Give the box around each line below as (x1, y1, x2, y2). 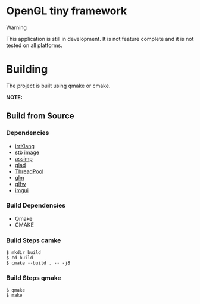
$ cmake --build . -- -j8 (6, 260, 70, 266)
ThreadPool (14, 168, 43, 175)
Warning (6, 24, 27, 31)
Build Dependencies (6, 201, 66, 209)
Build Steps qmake (6, 274, 61, 282)
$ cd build (6, 255, 33, 261)
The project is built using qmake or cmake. (6, 82, 111, 89)
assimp (14, 155, 33, 162)
